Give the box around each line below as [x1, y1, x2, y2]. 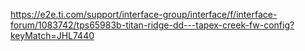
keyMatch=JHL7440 [10, 30, 95, 41]
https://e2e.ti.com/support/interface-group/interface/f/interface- [10, 9, 278, 20]
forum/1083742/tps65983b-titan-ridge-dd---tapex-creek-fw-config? [10, 19, 295, 31]
